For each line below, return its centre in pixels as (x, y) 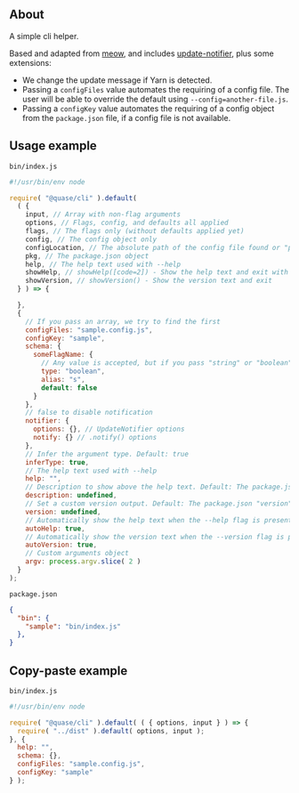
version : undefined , (63, 512)
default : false (69, 388)
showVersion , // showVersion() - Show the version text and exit (149, 281)
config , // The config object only (91, 239)
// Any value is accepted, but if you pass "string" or (147, 363)
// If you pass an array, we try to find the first (123, 321)
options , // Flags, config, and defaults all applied (127, 223)
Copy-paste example (69, 671)
